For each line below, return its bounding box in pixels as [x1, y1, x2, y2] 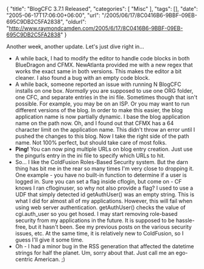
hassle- [175, 217, 195, 224]
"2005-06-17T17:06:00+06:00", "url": [6, 12, 100, 19]
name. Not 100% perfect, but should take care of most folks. [15, 139, 167, 146]
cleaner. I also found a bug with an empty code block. [15, 74, 150, 81]
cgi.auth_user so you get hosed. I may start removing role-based [15, 210, 178, 217]
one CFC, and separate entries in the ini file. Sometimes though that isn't [15, 94, 198, 101]
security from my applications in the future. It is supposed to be [15, 217, 175, 224]
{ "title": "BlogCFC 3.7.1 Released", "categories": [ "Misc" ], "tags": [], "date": [6, 5, 198, 12]
